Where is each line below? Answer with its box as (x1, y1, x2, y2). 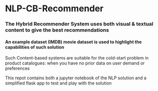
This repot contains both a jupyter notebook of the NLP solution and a (5, 75, 147, 81)
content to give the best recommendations (5, 27, 109, 33)
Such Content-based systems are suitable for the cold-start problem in (5, 55, 149, 61)
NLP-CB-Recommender (5, 3, 104, 14)
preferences (5, 65, 30, 71)
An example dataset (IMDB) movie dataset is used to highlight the (5, 39, 142, 45)
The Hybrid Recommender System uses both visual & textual (5, 21, 154, 28)
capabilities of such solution (5, 44, 64, 50)
